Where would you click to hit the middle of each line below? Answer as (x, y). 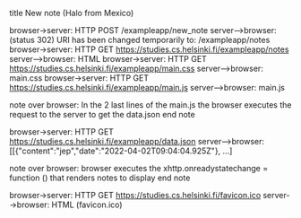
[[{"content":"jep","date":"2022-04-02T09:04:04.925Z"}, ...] (121, 151)
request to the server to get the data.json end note (102, 114)
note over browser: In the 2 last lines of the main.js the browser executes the (150, 105)
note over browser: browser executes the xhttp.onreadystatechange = (139, 168)
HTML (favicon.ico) (87, 205)
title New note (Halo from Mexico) (72, 13)
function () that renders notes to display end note (100, 178)
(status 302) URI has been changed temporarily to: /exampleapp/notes (140, 40)
